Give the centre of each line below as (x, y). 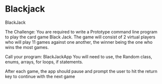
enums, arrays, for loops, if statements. (44, 62)
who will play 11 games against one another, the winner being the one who (79, 42)
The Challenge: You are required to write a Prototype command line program (81, 32)
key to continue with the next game (40, 76)
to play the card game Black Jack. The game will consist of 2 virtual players (80, 37)
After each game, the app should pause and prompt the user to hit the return (81, 71)
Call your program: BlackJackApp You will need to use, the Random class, (79, 56)
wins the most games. (27, 47)
